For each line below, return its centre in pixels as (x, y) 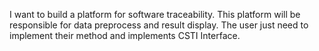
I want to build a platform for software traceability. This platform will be (155, 14)
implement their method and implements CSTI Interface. (125, 35)
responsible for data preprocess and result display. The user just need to (159, 25)
